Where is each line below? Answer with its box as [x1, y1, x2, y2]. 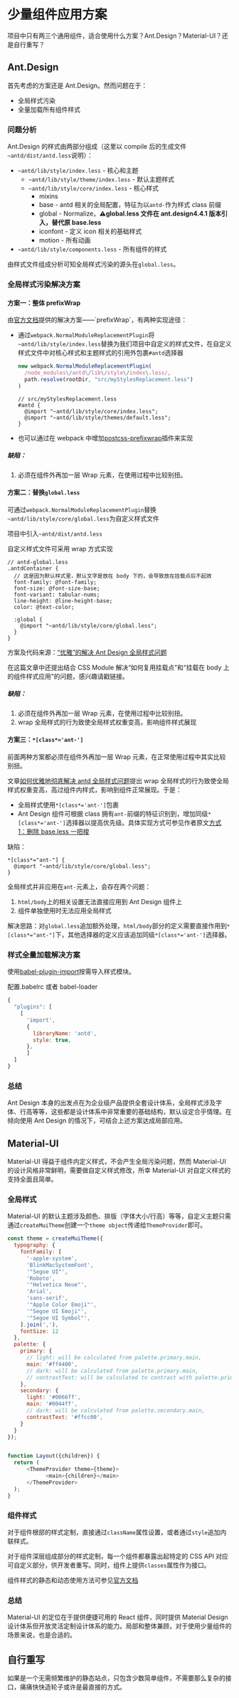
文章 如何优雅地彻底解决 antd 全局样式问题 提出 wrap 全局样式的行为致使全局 [7, 777, 230, 785]
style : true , [33, 1036, 72, 1044]
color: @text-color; [14, 603, 75, 610]
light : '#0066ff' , [26, 1394, 81, 1401]
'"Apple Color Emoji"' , [26, 1301, 97, 1309]
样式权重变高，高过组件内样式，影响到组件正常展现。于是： [7, 785, 182, 794]
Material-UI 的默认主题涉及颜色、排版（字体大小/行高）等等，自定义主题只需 [7, 1212, 231, 1221]
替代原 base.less [51, 218, 102, 227]
